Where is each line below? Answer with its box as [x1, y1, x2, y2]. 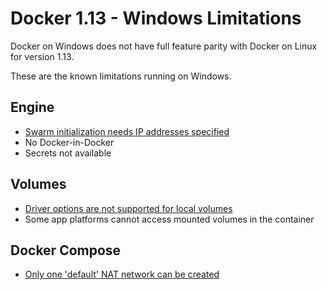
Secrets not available [24, 147, 112, 159]
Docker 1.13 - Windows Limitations [10, 7, 302, 30]
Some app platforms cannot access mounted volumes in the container [24, 213, 315, 225]
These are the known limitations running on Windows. [10, 70, 232, 82]
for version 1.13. [10, 50, 75, 62]
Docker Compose [10, 242, 122, 259]
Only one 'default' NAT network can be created [24, 268, 220, 281]
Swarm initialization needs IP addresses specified [24, 125, 230, 137]
